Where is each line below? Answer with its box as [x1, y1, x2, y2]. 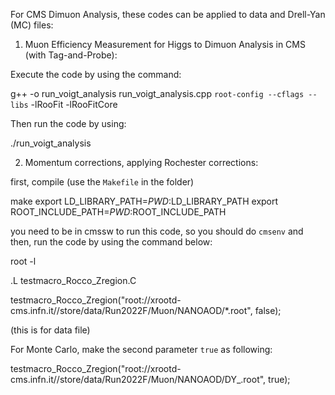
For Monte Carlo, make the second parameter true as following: [10, 344, 273, 355]
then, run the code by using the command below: [10, 236, 213, 248]
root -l [10, 255, 37, 267]
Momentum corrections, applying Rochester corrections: [24, 157, 259, 168]
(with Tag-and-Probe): [24, 49, 118, 61]
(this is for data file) [10, 324, 91, 336]
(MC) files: [10, 19, 54, 31]
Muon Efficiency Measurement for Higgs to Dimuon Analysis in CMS [24, 39, 306, 50]
